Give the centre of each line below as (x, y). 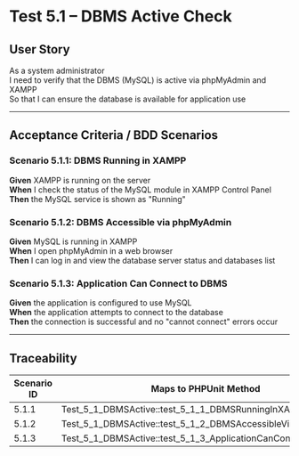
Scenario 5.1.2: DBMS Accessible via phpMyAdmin (121, 222)
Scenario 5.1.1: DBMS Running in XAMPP (98, 160)
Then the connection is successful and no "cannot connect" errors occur (144, 322)
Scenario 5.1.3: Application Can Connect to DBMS (118, 283)
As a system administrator (57, 70)
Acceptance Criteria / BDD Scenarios (114, 135)
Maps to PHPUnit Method (206, 389)
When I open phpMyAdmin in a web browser (91, 250)
